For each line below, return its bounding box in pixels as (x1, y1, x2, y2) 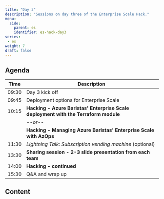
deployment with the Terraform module (26, 111, 120, 118)
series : (5, 35, 21, 40)
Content (5, 187, 31, 196)
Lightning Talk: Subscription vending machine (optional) (26, 141, 155, 148)
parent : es (14, 25, 36, 30)
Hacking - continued (26, 163, 76, 170)
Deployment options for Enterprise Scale (26, 97, 120, 104)
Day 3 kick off (26, 89, 59, 96)
